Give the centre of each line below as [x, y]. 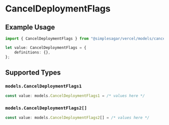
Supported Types [33, 72]
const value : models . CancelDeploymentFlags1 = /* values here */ [75, 96]
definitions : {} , [32, 52]
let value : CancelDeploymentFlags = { [46, 47]
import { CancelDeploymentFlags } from [47, 38]
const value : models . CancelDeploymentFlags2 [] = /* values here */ [77, 118]
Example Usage [30, 27]
